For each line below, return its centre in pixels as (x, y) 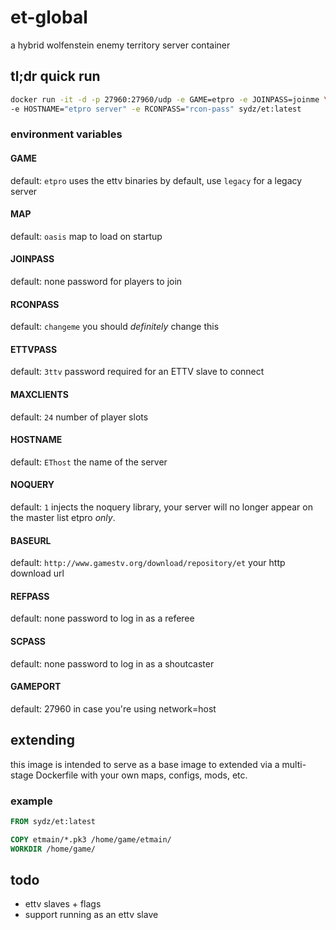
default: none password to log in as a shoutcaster (112, 663)
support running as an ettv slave (91, 915)
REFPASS (30, 596)
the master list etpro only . (63, 518)
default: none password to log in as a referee (102, 618)
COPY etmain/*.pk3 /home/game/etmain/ (91, 839)
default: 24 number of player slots (79, 417)
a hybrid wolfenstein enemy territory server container (120, 45)
